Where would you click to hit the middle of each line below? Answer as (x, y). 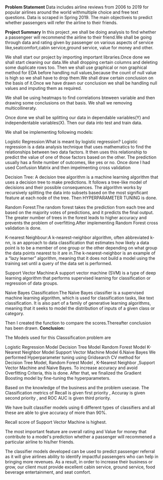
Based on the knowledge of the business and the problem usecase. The (77, 387)
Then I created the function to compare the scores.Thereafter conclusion (78, 323)
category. (15, 313)
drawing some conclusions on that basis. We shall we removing (69, 103)
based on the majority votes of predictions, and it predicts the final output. (80, 212)
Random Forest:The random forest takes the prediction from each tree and (80, 207)
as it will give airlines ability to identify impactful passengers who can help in (82, 457)
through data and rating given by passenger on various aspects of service (79, 42)
